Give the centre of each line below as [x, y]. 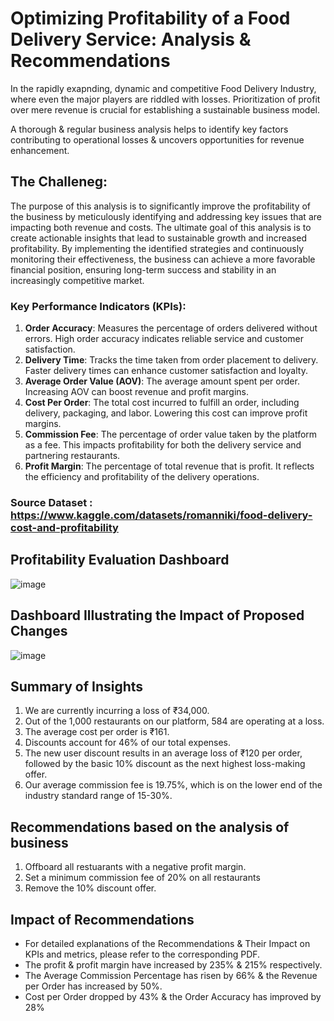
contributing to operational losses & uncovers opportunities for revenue [157, 139]
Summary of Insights [77, 686]
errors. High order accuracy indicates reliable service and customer [164, 339]
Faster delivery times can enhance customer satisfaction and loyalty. [166, 371]
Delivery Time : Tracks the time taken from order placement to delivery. [171, 360]
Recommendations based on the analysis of [150, 827]
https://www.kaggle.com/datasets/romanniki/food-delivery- [161, 515]
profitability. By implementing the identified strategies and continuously [157, 248]
